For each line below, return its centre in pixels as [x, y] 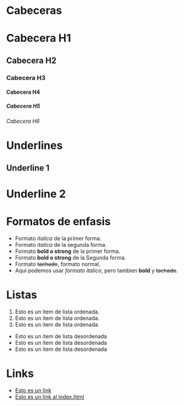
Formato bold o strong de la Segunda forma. [71, 257]
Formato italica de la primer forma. [58, 238]
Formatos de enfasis [59, 222]
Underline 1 [28, 168]
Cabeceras [34, 11]
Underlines [35, 146]
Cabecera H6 [23, 121]
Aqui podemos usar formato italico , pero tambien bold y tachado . [96, 270]
